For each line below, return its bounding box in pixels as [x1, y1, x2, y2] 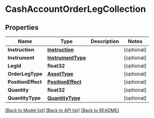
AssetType [47, 70, 74, 77]
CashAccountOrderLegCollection [5, 3, 146, 15]
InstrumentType [47, 55, 86, 61]
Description [90, 38, 119, 45]
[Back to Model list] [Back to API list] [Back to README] [5, 108, 119, 113]
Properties [5, 23, 39, 32]
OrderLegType [7, 70, 43, 77]
